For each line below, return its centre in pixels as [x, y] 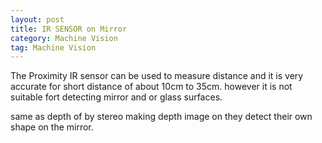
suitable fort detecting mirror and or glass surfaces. [116, 97]
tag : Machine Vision [53, 47]
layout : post [37, 19]
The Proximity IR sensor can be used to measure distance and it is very [157, 76]
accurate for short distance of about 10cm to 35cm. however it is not [151, 87]
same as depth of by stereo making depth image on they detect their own [161, 117]
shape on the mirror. [52, 127]
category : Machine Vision [64, 38]
